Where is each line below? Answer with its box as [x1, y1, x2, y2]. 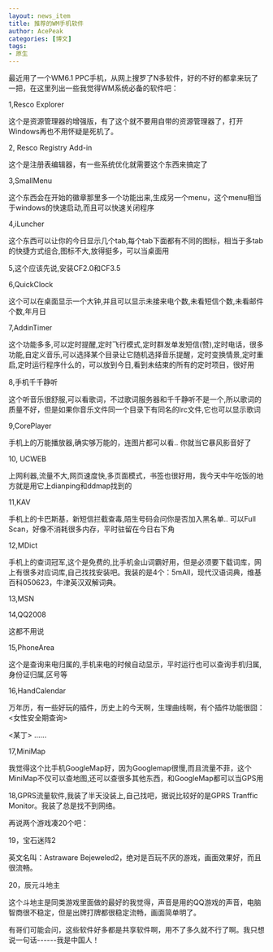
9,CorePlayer [8, 421, 52, 430]
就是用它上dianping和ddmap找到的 [15, 481, 132, 491]
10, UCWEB [8, 454, 47, 464]
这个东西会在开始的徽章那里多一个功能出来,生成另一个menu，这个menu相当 [8, 193, 262, 202]
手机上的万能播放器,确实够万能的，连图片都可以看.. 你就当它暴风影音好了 [8, 438, 252, 448]
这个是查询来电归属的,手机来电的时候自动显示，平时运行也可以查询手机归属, [8, 660, 262, 669]
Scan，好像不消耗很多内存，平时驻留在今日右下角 [8, 524, 175, 534]
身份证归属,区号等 [8, 670, 68, 679]
